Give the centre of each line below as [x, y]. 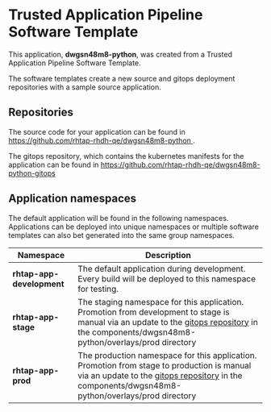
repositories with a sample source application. [85, 87]
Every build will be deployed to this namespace [167, 278]
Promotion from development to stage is [154, 312]
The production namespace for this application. [167, 355]
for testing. [98, 289]
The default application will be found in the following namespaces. [119, 218]
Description [168, 255]
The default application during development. [162, 268]
